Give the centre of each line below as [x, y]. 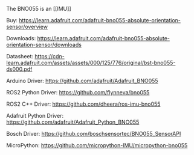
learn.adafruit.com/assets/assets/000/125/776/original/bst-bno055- [91, 63]
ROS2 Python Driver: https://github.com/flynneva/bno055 [78, 92]
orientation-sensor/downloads [44, 45]
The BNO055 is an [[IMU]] [39, 9]
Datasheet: [20, 56]
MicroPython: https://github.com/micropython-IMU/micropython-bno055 [97, 145]
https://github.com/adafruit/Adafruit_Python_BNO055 [73, 122]
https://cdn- [50, 56]
